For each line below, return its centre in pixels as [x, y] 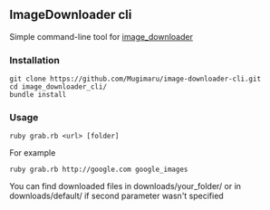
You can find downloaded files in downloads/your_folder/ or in [125, 186]
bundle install [38, 95]
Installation [35, 60]
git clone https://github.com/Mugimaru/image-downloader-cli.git [135, 79]
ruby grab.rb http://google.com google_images [99, 170]
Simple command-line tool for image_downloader [101, 36]
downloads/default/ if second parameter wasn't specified [116, 196]
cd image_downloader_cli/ [58, 87]
